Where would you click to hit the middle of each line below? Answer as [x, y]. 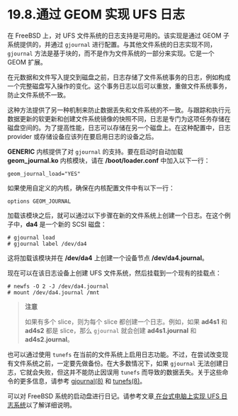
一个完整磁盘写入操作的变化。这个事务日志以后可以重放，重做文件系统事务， [119, 86]
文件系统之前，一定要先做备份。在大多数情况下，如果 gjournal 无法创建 [118, 363]
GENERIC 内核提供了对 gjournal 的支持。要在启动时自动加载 [95, 151]
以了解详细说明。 [51, 405]
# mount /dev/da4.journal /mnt [53, 292]
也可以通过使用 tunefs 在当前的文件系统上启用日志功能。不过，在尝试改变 [115, 354]
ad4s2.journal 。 [49, 339]
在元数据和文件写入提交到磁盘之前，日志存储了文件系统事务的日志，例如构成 [119, 77]
